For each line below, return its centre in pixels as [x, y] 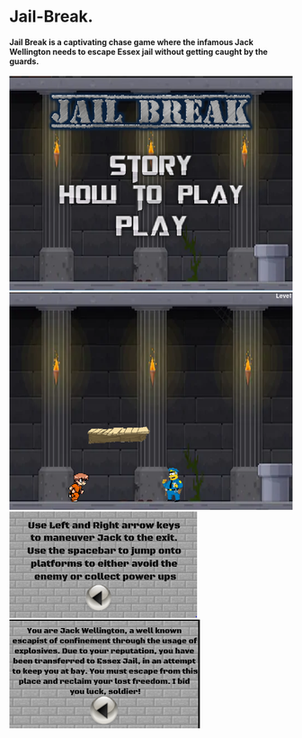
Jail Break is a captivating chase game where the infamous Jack [132, 41]
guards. [24, 61]
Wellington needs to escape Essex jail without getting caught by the [138, 51]
